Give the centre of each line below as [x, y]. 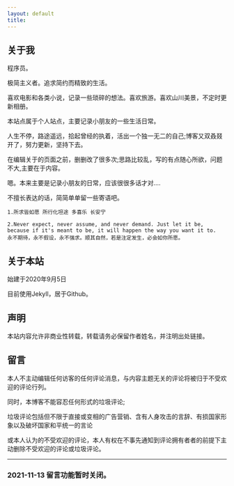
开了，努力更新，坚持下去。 [47, 145]
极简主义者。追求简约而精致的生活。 [59, 83]
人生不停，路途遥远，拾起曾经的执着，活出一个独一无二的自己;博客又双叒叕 [115, 136]
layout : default [31, 14]
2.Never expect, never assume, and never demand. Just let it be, [106, 225]
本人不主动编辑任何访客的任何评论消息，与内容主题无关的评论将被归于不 [111, 378]
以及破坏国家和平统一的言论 [53, 425]
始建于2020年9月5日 [37, 279]
